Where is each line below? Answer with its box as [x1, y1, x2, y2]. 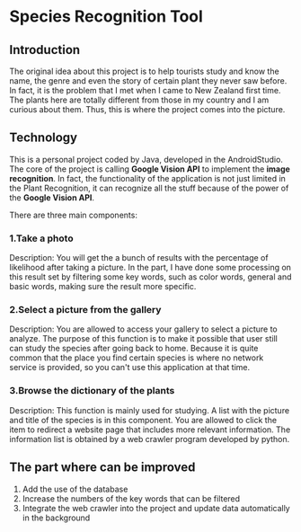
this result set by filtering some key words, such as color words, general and [9, 271, 292, 282]
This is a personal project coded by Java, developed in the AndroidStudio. [9, 154, 283, 164]
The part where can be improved [9, 460, 196, 475]
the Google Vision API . [9, 191, 94, 203]
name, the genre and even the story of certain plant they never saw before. [9, 75, 288, 86]
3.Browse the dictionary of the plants [9, 385, 175, 397]
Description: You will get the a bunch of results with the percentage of [9, 253, 269, 263]
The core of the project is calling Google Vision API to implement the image [9, 164, 290, 174]
